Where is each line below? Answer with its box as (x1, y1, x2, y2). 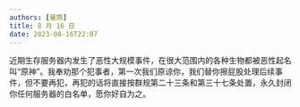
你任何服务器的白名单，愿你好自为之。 (9, 88, 150, 99)
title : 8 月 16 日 (9, 21, 75, 30)
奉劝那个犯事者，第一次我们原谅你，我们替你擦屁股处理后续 (55, 66, 276, 77)
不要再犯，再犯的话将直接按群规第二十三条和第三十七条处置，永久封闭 (32, 78, 292, 88)
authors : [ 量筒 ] (9, 12, 67, 22)
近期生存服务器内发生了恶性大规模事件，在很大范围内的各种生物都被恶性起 (9, 55, 284, 66)
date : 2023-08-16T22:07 (9, 29, 99, 38)
